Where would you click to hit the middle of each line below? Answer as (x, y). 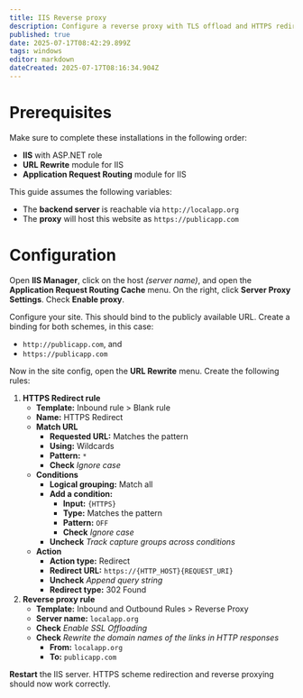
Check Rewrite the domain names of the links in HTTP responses (157, 638)
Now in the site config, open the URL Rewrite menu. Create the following (144, 371)
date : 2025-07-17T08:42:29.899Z (70, 43)
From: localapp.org (86, 647)
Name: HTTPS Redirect (79, 417)
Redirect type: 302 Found (98, 589)
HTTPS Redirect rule (61, 398)
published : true (40, 34)
